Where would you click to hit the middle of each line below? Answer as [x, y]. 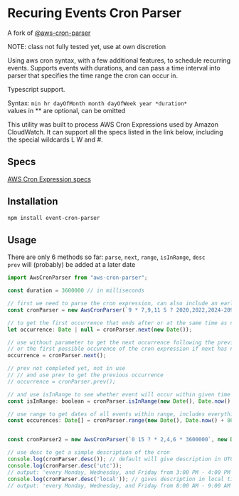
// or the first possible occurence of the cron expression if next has [117, 349]
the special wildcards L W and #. [55, 139]
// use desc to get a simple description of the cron [89, 453]
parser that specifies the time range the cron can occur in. [93, 75]
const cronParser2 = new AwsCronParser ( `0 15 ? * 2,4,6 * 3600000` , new [117, 440]
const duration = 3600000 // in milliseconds [76, 291]
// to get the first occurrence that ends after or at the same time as [117, 323]
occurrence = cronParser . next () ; [57, 356]
